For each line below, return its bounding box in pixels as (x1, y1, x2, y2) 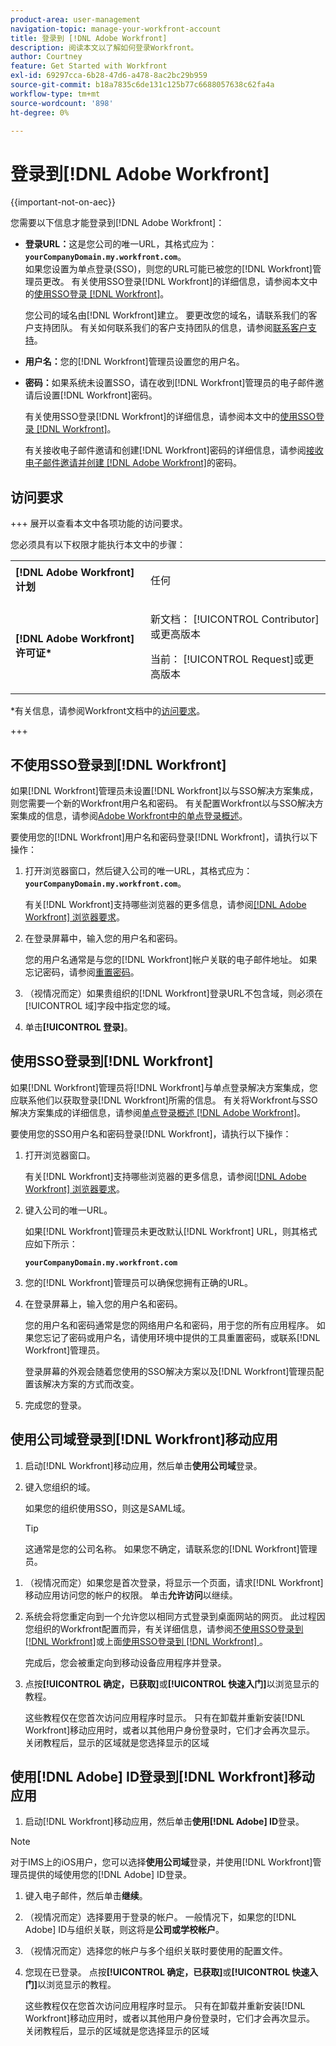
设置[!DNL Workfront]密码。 (42, 389, 158, 401)
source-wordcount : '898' (10, 98, 114, 108)
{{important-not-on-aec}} (10, 196, 116, 208)
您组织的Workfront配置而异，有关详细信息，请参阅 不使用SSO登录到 (24, 1622, 304, 1635)
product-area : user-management (10, 14, 141, 25)
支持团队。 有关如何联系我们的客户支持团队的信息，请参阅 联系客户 (33, 322, 308, 334)
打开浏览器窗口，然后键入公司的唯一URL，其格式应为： (24, 864, 253, 876)
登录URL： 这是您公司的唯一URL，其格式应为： (24, 238, 218, 250)
